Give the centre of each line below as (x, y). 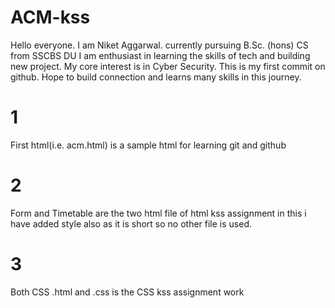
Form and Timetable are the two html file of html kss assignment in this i (158, 213)
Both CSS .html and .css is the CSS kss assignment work (127, 292)
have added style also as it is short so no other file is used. (131, 223)
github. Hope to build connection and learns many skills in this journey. (156, 77)
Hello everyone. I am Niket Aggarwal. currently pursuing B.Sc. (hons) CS (159, 45)
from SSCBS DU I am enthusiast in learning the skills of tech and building (160, 55)
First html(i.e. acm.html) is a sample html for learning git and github (148, 145)
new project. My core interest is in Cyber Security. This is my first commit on (168, 66)
